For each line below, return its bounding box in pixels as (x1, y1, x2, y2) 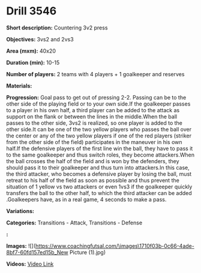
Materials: (6, 82, 32, 89)
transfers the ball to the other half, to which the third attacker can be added (6, 189, 192, 196)
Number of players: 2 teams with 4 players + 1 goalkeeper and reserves (6, 70, 185, 77)
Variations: (6, 207, 35, 214)
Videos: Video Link (6, 260, 54, 268)
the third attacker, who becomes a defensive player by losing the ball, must (6, 170, 192, 178)
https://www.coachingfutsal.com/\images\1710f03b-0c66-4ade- (35, 242, 195, 250)
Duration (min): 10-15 (6, 59, 60, 66)
